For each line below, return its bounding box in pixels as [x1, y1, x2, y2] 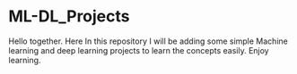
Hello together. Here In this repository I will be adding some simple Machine [8, 36, 288, 46]
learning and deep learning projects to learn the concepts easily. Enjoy [8, 45, 270, 55]
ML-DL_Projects [8, 6, 130, 27]
